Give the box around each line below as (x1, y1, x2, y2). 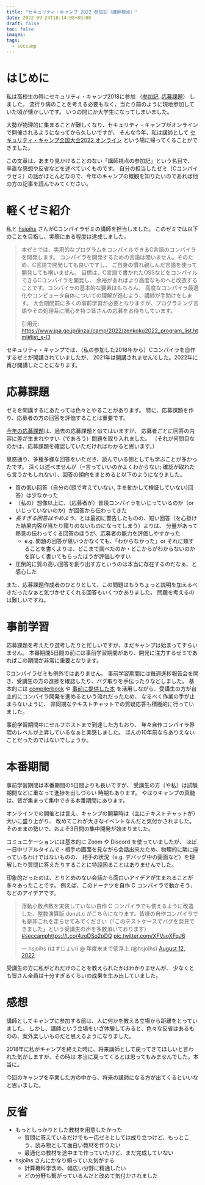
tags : (6, 37, 20, 43)
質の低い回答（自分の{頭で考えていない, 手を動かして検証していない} (15, 484, 189, 491)
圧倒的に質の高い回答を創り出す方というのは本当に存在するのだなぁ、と (15, 560, 197, 567)
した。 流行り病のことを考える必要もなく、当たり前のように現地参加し (11, 100, 190, 108)
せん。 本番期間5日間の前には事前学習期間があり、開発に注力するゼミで (11, 649, 193, 656)
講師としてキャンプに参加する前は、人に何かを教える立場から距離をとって (6, 1017, 193, 1024)
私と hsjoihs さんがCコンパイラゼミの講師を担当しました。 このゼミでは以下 (6, 225, 198, 233)
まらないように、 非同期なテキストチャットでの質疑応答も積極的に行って (6, 700, 189, 708)
